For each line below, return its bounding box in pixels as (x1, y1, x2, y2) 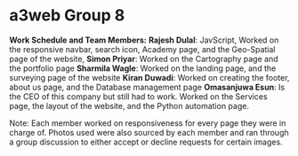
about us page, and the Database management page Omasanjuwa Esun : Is (9, 82, 286, 92)
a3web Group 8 (9, 5, 125, 26)
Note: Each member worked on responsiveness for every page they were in (9, 117, 286, 129)
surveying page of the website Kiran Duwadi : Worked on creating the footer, (9, 72, 290, 82)
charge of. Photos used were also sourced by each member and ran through (9, 127, 289, 137)
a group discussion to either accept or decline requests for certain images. (9, 136, 283, 147)
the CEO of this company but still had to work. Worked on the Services (9, 90, 269, 102)
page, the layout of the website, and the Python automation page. (9, 100, 249, 111)
